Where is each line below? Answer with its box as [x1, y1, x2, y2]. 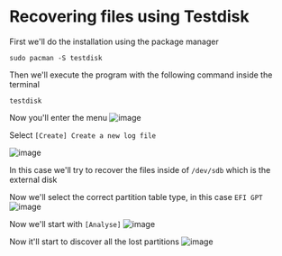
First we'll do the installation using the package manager [9, 36, 219, 47]
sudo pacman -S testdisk [9, 53, 103, 62]
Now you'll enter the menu [9, 112, 108, 123]
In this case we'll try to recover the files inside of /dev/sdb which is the [9, 164, 271, 175]
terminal [9, 78, 41, 89]
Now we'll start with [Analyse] [9, 218, 122, 229]
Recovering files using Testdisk [9, 6, 250, 27]
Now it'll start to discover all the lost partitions [9, 236, 180, 247]
